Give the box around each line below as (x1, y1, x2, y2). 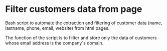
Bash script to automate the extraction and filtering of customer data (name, (5, 20, 162, 26)
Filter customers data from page (5, 3, 142, 15)
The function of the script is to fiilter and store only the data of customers (5, 35, 157, 41)
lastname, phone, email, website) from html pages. (5, 25, 110, 31)
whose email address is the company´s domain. (5, 40, 104, 46)
